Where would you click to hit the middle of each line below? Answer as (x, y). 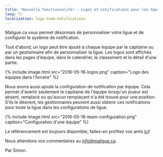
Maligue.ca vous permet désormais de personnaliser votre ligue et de (74, 33)
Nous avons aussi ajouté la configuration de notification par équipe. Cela (78, 87)
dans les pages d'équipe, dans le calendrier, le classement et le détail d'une (81, 58)
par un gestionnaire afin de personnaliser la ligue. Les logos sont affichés (78, 52)
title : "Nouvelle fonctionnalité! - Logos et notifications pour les (77, 10)
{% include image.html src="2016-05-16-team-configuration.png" (71, 117)
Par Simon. (16, 150)
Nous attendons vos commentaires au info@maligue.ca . (61, 141)
